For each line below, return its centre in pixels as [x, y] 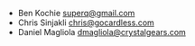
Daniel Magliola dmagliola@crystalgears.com [102, 32]
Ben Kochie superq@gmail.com [76, 13]
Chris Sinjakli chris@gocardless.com [86, 23]
